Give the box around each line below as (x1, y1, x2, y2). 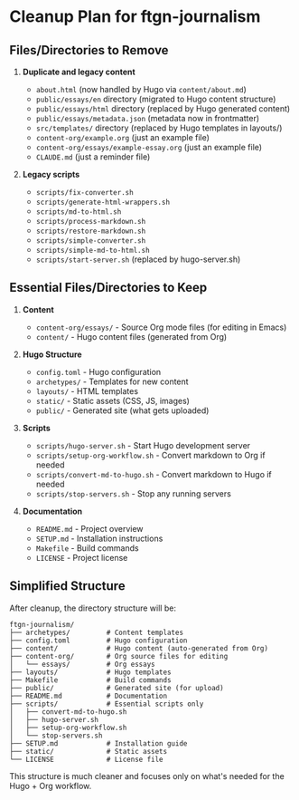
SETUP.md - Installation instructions (35, 533, 164, 544)
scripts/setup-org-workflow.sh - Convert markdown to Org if (35, 449, 266, 460)
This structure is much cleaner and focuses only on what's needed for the (9, 770, 285, 781)
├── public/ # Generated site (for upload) (9, 683, 224, 692)
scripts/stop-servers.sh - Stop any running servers (35, 487, 232, 499)
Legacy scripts (22, 169, 80, 179)
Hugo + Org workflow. (9, 780, 92, 791)
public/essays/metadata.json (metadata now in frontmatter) (35, 113, 260, 123)
